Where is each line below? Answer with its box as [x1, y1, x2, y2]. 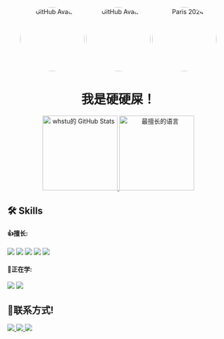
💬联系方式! [7, 305, 54, 316]
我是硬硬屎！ [80, 91, 156, 108]
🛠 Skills [7, 205, 44, 217]
